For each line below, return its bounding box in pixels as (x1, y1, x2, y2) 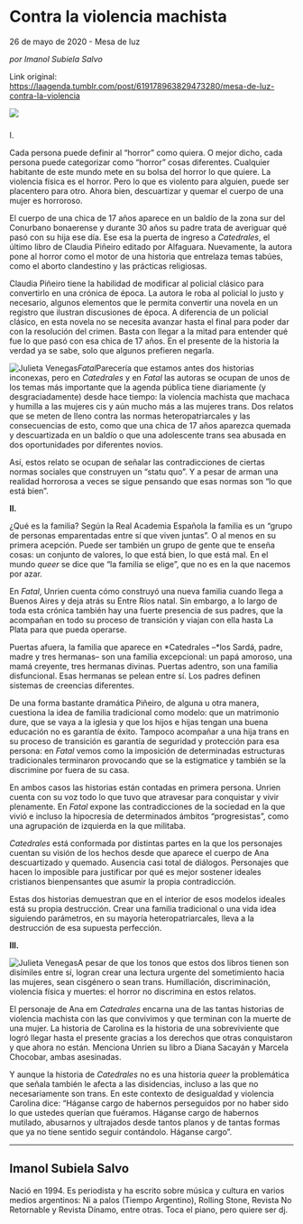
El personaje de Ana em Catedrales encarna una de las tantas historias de (9, 1003, 285, 1014)
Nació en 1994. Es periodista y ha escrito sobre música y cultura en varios (9, 1184, 285, 1196)
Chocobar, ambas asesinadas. (9, 1051, 122, 1062)
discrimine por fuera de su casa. (9, 764, 130, 775)
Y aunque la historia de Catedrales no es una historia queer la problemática (9, 1069, 290, 1080)
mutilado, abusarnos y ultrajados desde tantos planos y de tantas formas (9, 1117, 280, 1127)
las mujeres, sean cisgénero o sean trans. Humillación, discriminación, (9, 976, 271, 987)
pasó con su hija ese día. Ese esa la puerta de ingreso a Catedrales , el (9, 232, 271, 243)
